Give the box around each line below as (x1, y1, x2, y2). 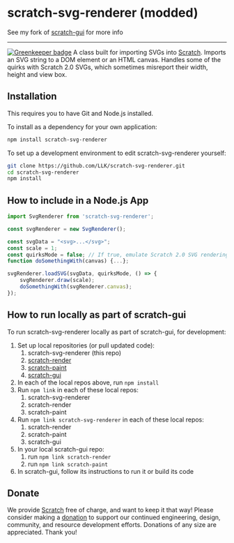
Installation (7, 91, 57, 103)
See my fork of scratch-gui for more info (7, 28, 123, 36)
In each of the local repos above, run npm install (17, 378, 159, 387)
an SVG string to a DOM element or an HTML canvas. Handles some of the (7, 55, 221, 64)
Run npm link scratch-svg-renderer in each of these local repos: (17, 415, 204, 424)
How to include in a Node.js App (7, 194, 149, 207)
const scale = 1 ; (7, 244, 58, 252)
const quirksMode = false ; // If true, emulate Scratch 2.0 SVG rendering (7, 251, 229, 258)
